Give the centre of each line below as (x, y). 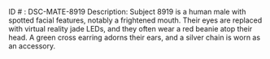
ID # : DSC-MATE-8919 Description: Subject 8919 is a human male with (127, 12)
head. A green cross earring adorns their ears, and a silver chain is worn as (135, 37)
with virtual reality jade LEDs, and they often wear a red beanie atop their (131, 29)
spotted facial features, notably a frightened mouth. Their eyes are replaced (135, 20)
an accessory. (32, 46)
